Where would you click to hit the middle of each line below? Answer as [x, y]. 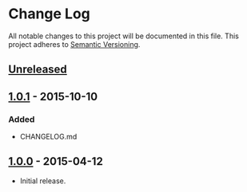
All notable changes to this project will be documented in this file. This [124, 36]
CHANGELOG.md [48, 137]
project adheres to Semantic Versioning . [74, 44]
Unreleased [38, 70]
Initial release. [43, 181]
